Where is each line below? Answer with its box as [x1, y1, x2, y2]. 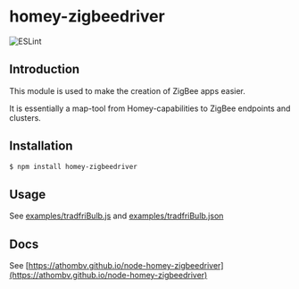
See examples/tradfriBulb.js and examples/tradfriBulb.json [9, 210, 224, 221]
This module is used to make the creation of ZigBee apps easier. [9, 85, 245, 96]
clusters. [9, 112, 42, 123]
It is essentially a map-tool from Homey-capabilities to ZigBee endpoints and [9, 103, 291, 114]
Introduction [9, 62, 80, 77]
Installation [9, 139, 73, 154]
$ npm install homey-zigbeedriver [9, 162, 138, 171]
